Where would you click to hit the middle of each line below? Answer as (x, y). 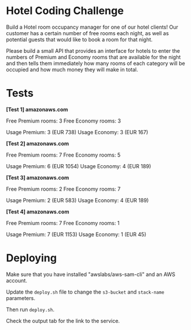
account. (17, 280)
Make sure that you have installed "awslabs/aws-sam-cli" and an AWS (91, 274)
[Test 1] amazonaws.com (37, 109)
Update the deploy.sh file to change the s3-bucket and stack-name (85, 292)
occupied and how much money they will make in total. (72, 69)
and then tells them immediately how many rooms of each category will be (95, 63)
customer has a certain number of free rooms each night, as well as (88, 33)
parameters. (21, 298)
